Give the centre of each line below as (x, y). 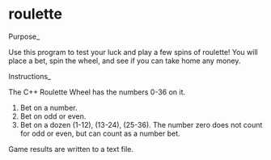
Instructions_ (30, 76)
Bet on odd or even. (53, 116)
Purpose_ (24, 36)
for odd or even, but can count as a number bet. (100, 133)
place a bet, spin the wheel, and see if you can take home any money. (125, 61)
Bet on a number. (49, 107)
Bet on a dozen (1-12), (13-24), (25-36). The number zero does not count (141, 124)
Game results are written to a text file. (71, 149)
